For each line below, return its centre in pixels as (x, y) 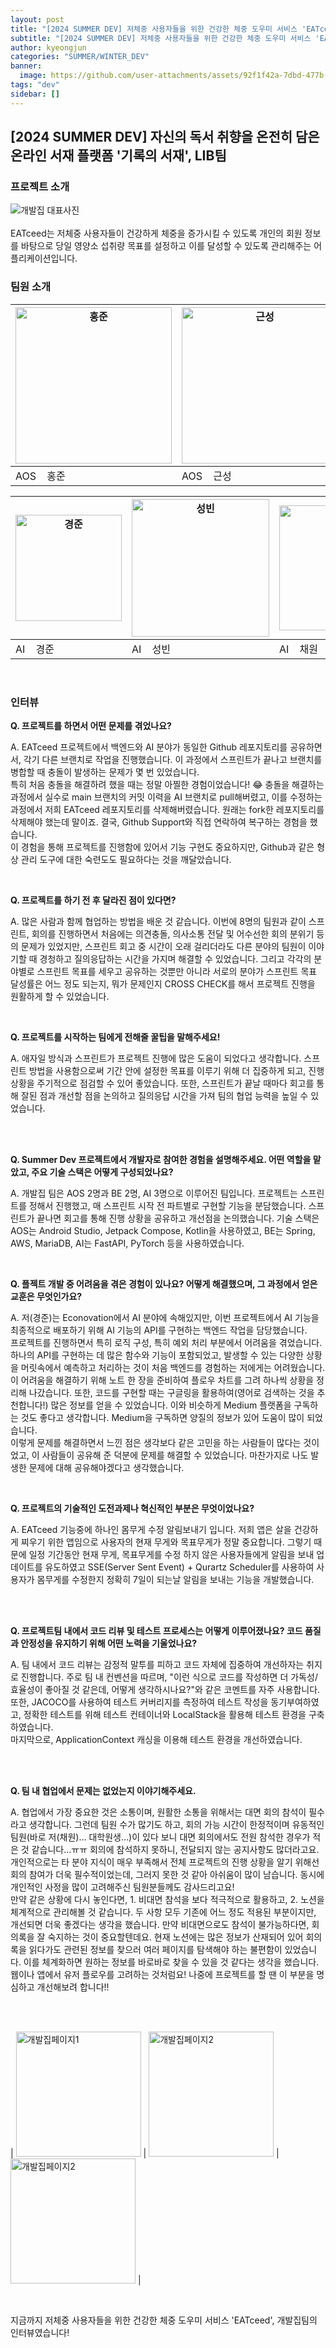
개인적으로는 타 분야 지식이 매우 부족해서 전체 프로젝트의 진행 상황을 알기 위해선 (165, 1862)
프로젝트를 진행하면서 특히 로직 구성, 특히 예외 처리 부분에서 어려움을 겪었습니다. (166, 1342)
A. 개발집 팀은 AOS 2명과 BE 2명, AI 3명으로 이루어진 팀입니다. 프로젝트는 (154, 1193)
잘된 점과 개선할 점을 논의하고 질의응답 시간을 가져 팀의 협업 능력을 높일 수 (164, 1095)
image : (33, 76)
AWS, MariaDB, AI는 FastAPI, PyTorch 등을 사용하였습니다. (127, 1243)
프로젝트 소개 (40, 186)
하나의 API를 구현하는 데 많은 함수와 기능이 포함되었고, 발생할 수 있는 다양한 (157, 1355)
